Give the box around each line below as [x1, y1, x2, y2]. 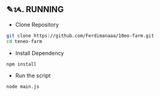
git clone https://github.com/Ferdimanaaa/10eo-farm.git [6, 32, 155, 39]
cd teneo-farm [6, 38, 43, 44]
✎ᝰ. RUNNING [6, 4, 64, 15]
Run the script [15, 72, 51, 80]
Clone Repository [15, 21, 59, 28]
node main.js [6, 84, 40, 90]
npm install [6, 61, 37, 67]
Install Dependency [15, 49, 64, 57]
